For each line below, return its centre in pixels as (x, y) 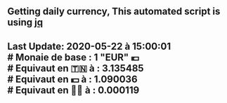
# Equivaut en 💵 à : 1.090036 (73, 79)
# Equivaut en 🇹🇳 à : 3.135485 (76, 68)
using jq (25, 23)
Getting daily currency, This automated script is (114, 12)
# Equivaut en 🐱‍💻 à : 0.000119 (73, 90)
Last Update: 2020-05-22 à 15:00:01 (89, 46)
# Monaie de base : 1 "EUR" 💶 (73, 57)
